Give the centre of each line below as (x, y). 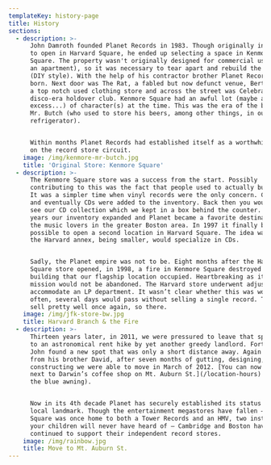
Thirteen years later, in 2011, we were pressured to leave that (142, 337)
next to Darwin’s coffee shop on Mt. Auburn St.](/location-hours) (146, 375)
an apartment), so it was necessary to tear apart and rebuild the (146, 69)
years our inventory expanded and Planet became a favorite (133, 218)
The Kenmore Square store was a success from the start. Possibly (144, 180)
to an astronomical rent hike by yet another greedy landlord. (138, 344)
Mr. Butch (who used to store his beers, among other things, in (142, 114)
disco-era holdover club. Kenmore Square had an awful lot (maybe (144, 98)
